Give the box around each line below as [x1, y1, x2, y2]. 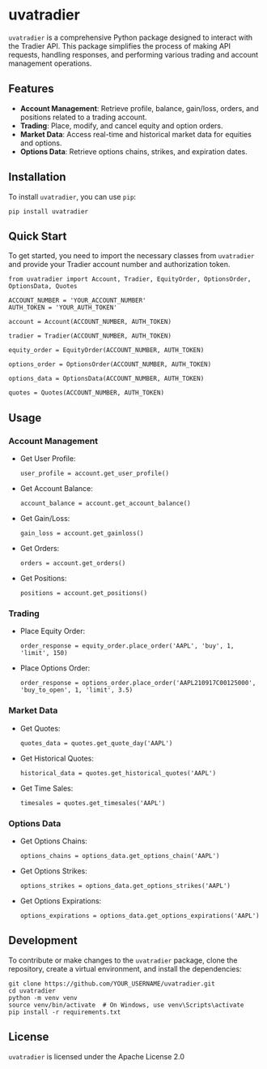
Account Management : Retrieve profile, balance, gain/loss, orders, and [19, 103, 259, 113]
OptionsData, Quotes [8, 282, 78, 291]
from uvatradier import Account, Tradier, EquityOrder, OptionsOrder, [8, 275, 252, 283]
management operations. [8, 58, 92, 68]
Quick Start [8, 229, 67, 243]
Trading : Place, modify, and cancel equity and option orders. [19, 120, 223, 131]
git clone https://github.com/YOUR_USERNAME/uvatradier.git [8, 980, 216, 988]
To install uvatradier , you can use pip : [8, 192, 136, 201]
